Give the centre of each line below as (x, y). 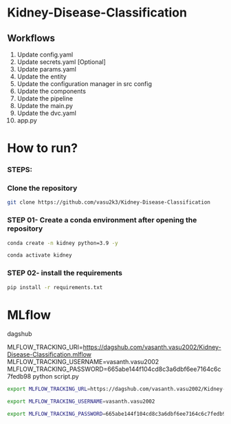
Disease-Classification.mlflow (49, 354)
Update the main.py (45, 106)
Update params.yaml (47, 69)
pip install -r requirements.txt (55, 287)
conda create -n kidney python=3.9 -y (63, 243)
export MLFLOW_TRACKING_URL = (49, 389)
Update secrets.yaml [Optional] (62, 62)
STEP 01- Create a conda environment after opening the (102, 220)
